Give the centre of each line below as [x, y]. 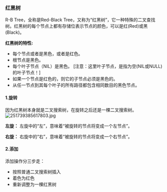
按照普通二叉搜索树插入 [36, 171]
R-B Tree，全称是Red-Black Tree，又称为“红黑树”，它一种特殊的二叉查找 [80, 20]
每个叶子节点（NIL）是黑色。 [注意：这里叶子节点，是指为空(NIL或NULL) [87, 66]
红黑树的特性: [19, 43]
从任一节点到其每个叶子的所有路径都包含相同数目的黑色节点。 [76, 85]
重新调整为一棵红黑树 [34, 184]
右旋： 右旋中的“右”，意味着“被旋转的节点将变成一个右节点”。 [69, 136]
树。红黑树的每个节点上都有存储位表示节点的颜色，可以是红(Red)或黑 [76, 26]
